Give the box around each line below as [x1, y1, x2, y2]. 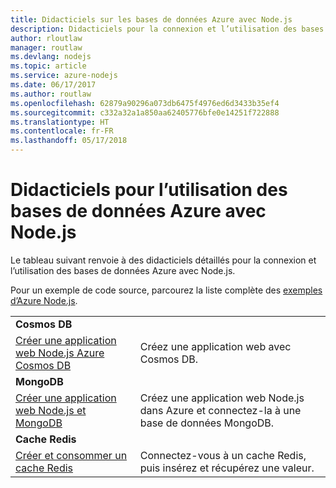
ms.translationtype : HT [10, 117, 110, 127]
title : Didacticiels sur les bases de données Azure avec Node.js [10, 14, 293, 25]
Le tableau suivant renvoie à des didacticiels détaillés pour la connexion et [10, 254, 317, 266]
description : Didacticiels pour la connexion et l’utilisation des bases [10, 24, 325, 34]
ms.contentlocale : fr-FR [10, 126, 114, 136]
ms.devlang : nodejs [10, 52, 92, 62]
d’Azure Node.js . [10, 294, 78, 306]
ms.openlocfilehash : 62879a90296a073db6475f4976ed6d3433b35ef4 [10, 98, 280, 108]
